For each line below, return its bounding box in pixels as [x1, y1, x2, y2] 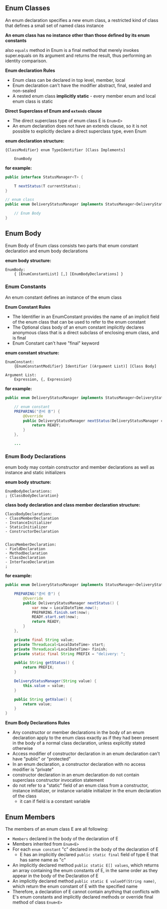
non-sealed [12, 87, 36, 94]
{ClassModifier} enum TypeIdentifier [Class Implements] [5, 147, 126, 153]
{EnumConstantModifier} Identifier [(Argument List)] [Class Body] [14, 364, 157, 369]
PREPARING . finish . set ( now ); [31, 610, 90, 615]
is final [12, 335, 26, 341]
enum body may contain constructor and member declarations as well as [5, 464, 155, 470]
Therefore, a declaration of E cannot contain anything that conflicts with [12, 889, 160, 895]
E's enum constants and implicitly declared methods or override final [12, 894, 153, 900]
